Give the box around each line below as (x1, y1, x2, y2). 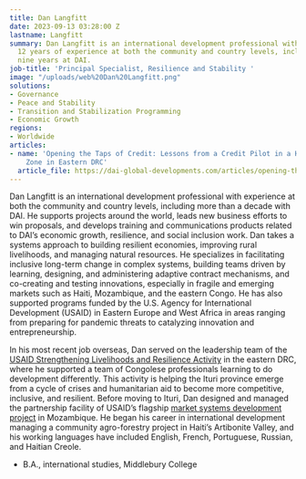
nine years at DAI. (17, 56, 92, 65)
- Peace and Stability (9, 98, 96, 108)
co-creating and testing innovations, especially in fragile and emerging (9, 278, 275, 289)
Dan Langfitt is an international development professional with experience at (9, 191, 296, 202)
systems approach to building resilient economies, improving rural (9, 239, 258, 251)
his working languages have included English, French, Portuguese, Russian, (9, 432, 293, 443)
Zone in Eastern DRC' (25, 157, 107, 167)
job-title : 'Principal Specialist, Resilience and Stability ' (9, 65, 255, 74)
